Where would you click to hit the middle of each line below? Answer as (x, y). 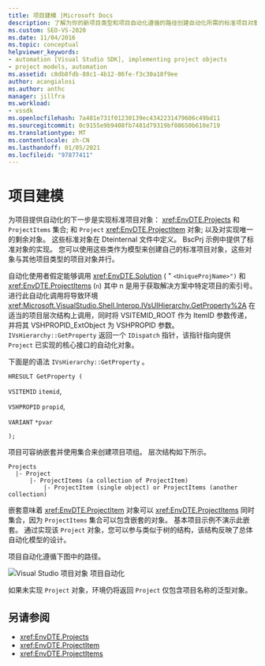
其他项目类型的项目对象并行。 (70, 259)
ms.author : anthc (37, 89)
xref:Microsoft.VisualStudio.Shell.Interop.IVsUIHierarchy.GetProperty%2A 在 (132, 305)
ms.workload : (30, 103)
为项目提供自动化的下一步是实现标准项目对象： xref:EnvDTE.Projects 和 (124, 220)
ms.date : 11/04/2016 (42, 37)
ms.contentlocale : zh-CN (49, 140)
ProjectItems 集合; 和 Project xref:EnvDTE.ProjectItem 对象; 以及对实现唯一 (131, 230)
